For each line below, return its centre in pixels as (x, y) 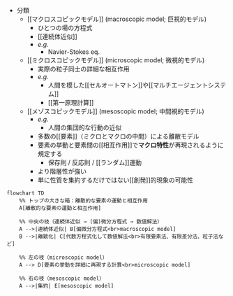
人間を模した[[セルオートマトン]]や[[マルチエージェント (128, 85)
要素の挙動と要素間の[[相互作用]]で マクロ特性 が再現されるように (130, 145)
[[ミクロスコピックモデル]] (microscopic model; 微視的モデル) (116, 60)
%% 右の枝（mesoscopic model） (62, 279)
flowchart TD (25, 193)
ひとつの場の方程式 (65, 28)
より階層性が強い (62, 171)
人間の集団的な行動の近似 (85, 127)
